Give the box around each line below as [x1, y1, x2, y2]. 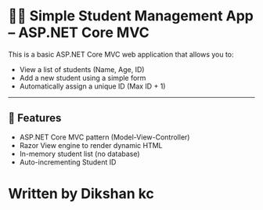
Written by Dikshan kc [8, 184, 155, 202]
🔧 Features [8, 111, 62, 125]
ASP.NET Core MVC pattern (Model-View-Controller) [19, 132, 190, 142]
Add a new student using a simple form [19, 73, 146, 82]
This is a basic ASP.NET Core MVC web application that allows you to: [8, 49, 234, 59]
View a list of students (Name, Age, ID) [19, 64, 145, 74]
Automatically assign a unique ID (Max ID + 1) [19, 81, 166, 91]
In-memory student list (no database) [19, 149, 140, 158]
